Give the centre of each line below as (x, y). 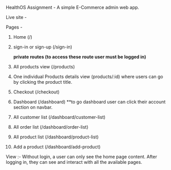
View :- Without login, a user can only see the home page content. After (82, 157)
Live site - (16, 17)
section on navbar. (33, 107)
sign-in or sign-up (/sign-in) (42, 47)
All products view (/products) (44, 67)
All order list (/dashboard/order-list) (51, 127)
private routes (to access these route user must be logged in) (80, 57)
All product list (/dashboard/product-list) (56, 137)
